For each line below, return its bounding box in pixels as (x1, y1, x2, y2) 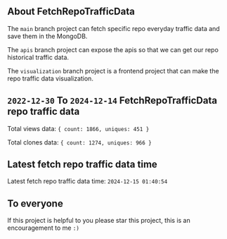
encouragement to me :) (7, 223, 79, 232)
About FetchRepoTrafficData (7, 6, 135, 18)
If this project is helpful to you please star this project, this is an (7, 216, 191, 225)
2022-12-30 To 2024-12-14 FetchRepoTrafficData (7, 94, 218, 106)
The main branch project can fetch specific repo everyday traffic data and (7, 24, 220, 32)
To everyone (7, 197, 63, 209)
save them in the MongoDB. (7, 32, 88, 40)
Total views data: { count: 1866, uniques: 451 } (7, 124, 150, 133)
